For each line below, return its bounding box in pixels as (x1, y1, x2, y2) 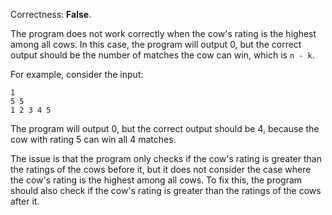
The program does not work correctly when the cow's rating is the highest (10, 28, 317, 39)
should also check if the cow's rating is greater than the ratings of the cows (10, 185, 322, 196)
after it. (10, 195, 40, 207)
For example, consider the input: (10, 69, 144, 80)
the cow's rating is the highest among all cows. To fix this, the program (10, 174, 303, 186)
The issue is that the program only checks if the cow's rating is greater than (10, 153, 322, 164)
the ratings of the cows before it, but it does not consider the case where (10, 164, 312, 175)
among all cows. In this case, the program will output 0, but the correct (10, 39, 302, 50)
